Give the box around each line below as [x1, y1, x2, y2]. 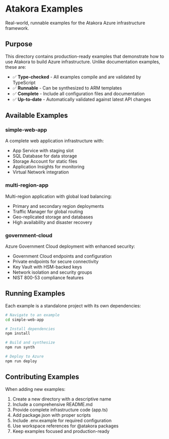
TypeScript [12, 79, 36, 85]
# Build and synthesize [5, 340, 55, 345]
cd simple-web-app [5, 317, 44, 322]
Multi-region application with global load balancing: [5, 193, 112, 199]
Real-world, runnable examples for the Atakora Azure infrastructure [5, 20, 145, 26]
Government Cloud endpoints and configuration [12, 253, 112, 259]
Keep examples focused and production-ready [12, 428, 110, 434]
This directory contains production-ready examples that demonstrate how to [5, 53, 164, 59]
